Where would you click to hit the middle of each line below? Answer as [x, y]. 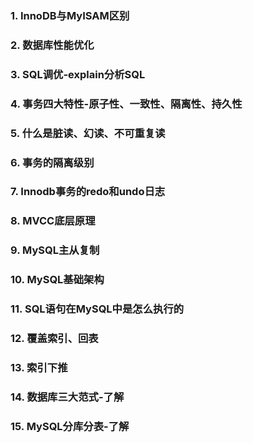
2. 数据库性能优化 [52, 45]
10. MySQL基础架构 [57, 280]
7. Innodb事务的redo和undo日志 [88, 192]
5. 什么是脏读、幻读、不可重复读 [88, 133]
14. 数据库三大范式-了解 [67, 397]
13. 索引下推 [39, 367]
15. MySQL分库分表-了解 [70, 426]
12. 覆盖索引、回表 [54, 339]
